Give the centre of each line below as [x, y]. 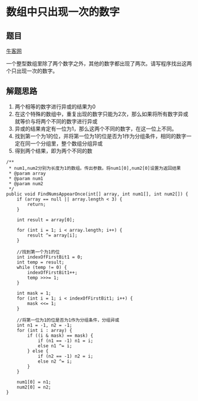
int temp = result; [41, 262]
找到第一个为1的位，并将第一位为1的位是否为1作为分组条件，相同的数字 [100, 136]
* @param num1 [26, 178]
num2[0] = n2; [34, 387]
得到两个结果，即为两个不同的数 [53, 150]
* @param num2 [26, 183]
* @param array [27, 173]
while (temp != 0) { [42, 267]
